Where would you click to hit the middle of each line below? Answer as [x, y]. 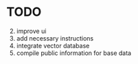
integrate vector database [53, 45]
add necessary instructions [55, 38]
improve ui [31, 31]
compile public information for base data [74, 53]
